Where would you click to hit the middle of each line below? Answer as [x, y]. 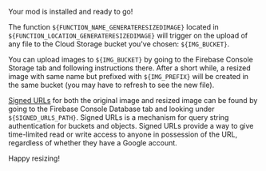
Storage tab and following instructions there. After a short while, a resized [130, 68]
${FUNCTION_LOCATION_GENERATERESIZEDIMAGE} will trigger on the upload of [128, 36]
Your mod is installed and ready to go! [71, 12]
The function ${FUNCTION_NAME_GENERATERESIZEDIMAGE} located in [114, 27]
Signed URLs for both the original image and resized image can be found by [133, 100]
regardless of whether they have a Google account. [93, 143]
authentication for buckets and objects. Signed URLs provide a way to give [131, 126]
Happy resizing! [34, 158]
